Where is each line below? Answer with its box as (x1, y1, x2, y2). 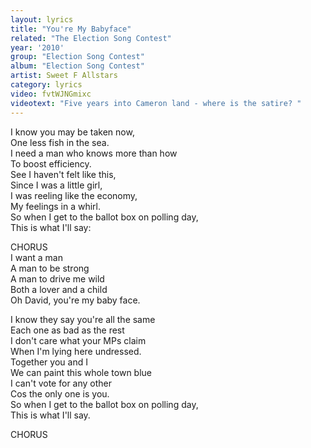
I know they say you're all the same (10, 313, 156, 325)
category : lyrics (10, 80, 83, 90)
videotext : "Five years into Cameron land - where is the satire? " (10, 98, 302, 108)
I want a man (10, 251, 63, 263)
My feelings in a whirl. (10, 200, 102, 212)
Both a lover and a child (10, 283, 108, 295)
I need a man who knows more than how (10, 147, 178, 159)
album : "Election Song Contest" (10, 61, 145, 71)
